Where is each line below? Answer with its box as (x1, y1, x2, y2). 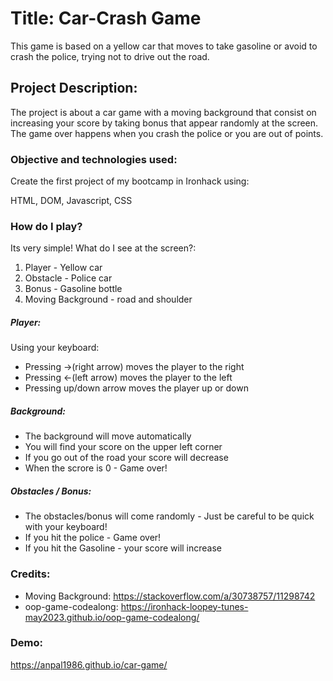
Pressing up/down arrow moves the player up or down (24, 382, 249, 394)
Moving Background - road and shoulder (24, 293, 193, 306)
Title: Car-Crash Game (10, 7, 202, 30)
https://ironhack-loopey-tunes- (120, 600, 249, 612)
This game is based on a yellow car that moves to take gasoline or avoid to (10, 40, 318, 52)
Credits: (10, 567, 51, 581)
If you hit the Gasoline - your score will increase (24, 542, 223, 554)
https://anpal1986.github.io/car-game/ (10, 658, 168, 671)
